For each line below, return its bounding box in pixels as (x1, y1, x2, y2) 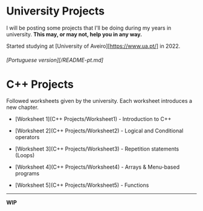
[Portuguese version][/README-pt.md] (6, 56, 104, 63)
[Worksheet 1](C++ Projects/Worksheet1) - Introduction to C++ (14, 115, 172, 123)
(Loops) (14, 152, 35, 159)
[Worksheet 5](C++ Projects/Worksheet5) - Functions (14, 181, 149, 189)
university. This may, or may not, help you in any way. (6, 30, 143, 37)
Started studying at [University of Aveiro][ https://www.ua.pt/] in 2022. (6, 42, 181, 50)
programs (14, 170, 40, 177)
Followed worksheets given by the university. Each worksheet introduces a (6, 97, 192, 105)
